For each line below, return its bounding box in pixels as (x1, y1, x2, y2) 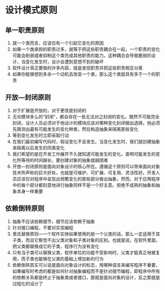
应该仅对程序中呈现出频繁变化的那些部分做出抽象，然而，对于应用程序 (16, 176, 160, 182)
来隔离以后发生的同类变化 (12, 145, 65, 151)
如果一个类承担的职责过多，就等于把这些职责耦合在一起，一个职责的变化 (12, 46, 160, 52)
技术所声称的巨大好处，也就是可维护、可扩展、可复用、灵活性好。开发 (12, 170, 156, 176)
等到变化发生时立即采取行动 (12, 132, 69, 138)
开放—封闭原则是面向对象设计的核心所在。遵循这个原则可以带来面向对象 (12, 163, 160, 169)
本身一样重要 (16, 188, 43, 194)
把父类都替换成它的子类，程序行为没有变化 (12, 243, 100, 249)
